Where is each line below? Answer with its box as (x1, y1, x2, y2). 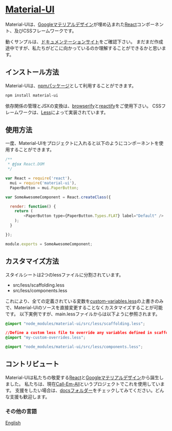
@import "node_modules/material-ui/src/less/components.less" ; (5, 344, 143, 350)
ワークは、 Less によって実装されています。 (18, 109, 109, 115)
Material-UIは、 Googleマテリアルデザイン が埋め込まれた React (5, 21, 137, 27)
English (5, 420, 21, 426)
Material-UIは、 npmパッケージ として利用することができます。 (5, 82, 137, 88)
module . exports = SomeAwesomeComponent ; (5, 241, 93, 247)
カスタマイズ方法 (5, 257, 59, 266)
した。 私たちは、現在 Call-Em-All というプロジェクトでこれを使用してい (9, 381, 160, 387)
